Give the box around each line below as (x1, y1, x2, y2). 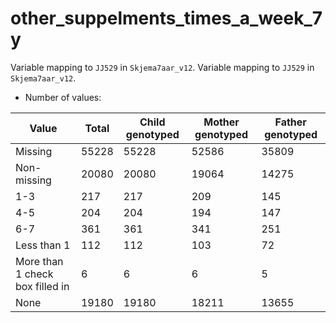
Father (274, 115, 307, 129)
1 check (15, 267, 54, 281)
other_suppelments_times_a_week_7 (10, 7, 323, 30)
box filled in (15, 279, 70, 293)
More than (15, 254, 64, 268)
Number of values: (24, 91, 102, 103)
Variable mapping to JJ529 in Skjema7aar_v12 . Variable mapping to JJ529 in (10, 61, 315, 73)
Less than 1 (15, 238, 71, 252)
